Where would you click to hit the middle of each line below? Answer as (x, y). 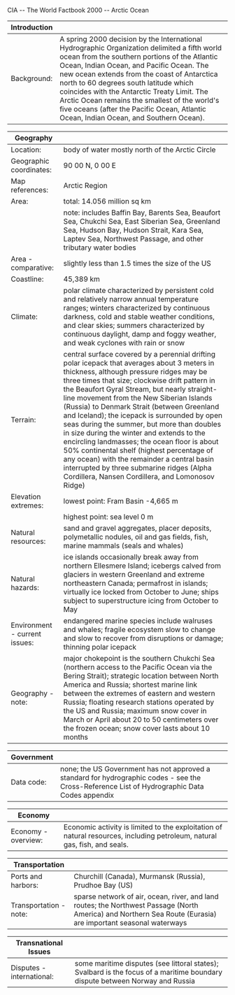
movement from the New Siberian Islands (144, 398)
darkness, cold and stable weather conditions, (139, 316)
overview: (27, 840)
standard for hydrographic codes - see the (130, 778)
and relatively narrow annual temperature (131, 299)
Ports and (27, 876)
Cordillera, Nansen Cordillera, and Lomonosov (139, 477)
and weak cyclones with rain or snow (124, 343)
